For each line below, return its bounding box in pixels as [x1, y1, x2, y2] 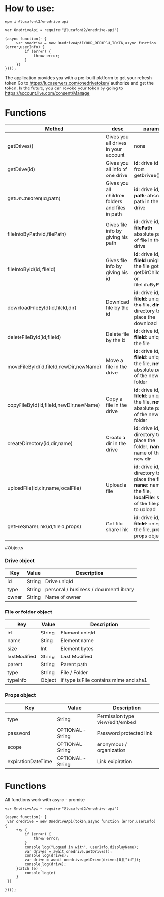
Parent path [61, 661, 88, 668]
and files [105, 204, 126, 211]
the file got [134, 263, 159, 269]
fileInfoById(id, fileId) [7, 266, 56, 273]
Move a [105, 357, 123, 364]
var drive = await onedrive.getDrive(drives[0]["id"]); [24, 857, 141, 862]
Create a [105, 434, 126, 440]
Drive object [5, 557, 35, 564]
